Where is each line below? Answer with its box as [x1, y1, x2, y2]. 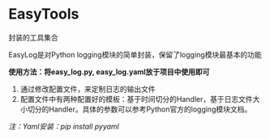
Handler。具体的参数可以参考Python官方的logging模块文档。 [48, 104, 252, 114]
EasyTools [8, 5, 79, 23]
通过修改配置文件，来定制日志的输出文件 [19, 84, 156, 94]
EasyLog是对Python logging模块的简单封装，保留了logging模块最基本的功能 [8, 49, 262, 59]
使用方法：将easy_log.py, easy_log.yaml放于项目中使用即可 [8, 66, 210, 77]
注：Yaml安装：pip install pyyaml [8, 121, 120, 131]
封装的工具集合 [8, 32, 58, 42]
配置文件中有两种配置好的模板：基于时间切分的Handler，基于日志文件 [19, 94, 253, 103]
